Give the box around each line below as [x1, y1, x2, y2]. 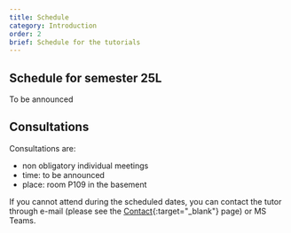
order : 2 [9, 29, 42, 38]
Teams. [9, 214, 36, 226]
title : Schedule [9, 12, 69, 22]
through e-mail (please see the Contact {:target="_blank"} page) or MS [9, 206, 267, 216]
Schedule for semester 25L [9, 70, 162, 85]
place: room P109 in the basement [21, 179, 147, 190]
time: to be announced [21, 169, 105, 180]
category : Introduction [9, 21, 98, 30]
